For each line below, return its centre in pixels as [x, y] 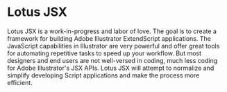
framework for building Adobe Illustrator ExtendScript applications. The [109, 38]
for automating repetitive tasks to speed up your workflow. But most [104, 53]
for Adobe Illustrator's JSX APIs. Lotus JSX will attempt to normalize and [111, 68]
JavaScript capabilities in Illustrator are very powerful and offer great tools [113, 46]
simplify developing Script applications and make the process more [103, 75]
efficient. [20, 82]
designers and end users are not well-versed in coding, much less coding [112, 60]
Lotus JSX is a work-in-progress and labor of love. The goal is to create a [112, 31]
